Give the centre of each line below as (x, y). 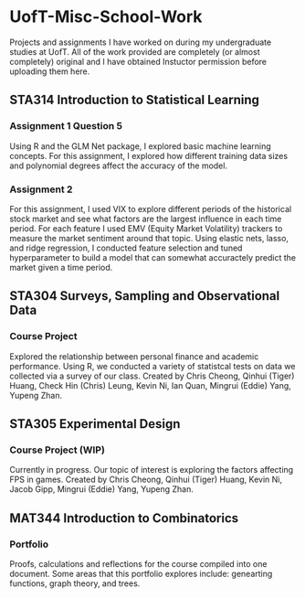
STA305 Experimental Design (95, 424)
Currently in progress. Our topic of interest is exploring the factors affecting (152, 470)
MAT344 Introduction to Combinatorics (124, 518)
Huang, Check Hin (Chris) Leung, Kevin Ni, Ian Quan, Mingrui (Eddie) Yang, (151, 385)
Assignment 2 (41, 189)
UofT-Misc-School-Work (106, 17)
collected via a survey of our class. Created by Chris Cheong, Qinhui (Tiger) (152, 376)
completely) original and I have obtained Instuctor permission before (138, 61)
